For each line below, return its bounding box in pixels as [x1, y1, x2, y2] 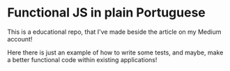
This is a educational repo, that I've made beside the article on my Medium [7, 28, 222, 36]
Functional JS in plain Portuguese [7, 5, 206, 21]
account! [7, 34, 33, 43]
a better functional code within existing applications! [7, 55, 158, 63]
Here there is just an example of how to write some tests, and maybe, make [7, 48, 224, 57]
